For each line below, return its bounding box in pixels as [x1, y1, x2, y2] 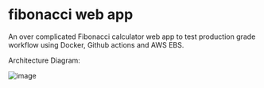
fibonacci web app [8, 6, 134, 24]
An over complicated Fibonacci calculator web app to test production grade [8, 32, 256, 41]
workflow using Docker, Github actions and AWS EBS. [8, 40, 184, 49]
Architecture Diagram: [8, 55, 81, 65]
